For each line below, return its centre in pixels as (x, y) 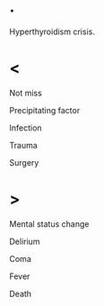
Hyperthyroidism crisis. (52, 31)
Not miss (26, 93)
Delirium (25, 241)
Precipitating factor (45, 110)
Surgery (24, 162)
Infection (26, 128)
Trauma (23, 145)
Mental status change (49, 224)
